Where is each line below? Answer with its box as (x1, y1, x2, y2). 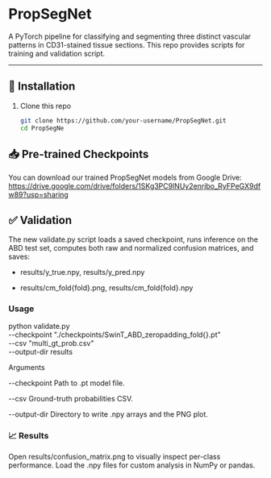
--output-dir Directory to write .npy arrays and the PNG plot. (8, 409, 208, 419)
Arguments (8, 363, 46, 372)
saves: (8, 251, 31, 262)
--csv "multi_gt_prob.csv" (8, 339, 94, 348)
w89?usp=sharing (8, 190, 69, 200)
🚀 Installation (8, 80, 76, 94)
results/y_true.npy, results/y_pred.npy (19, 268, 145, 277)
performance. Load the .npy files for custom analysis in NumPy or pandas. (8, 460, 256, 470)
